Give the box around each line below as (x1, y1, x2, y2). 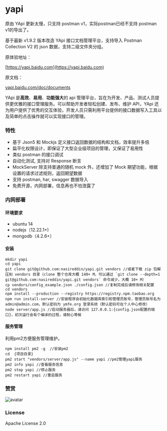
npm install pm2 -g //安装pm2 (5, 346, 69, 351)
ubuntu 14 (12, 221, 33, 227)
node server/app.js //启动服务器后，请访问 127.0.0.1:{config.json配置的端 (5, 307, 155, 312)
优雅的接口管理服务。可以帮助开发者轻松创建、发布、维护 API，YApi (13, 101, 154, 107)
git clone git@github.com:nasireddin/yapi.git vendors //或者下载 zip (5, 266, 152, 272)
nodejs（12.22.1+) (12, 227, 49, 233)
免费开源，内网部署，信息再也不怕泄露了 (12, 183, 95, 189)
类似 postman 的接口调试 (12, 152, 64, 158)
